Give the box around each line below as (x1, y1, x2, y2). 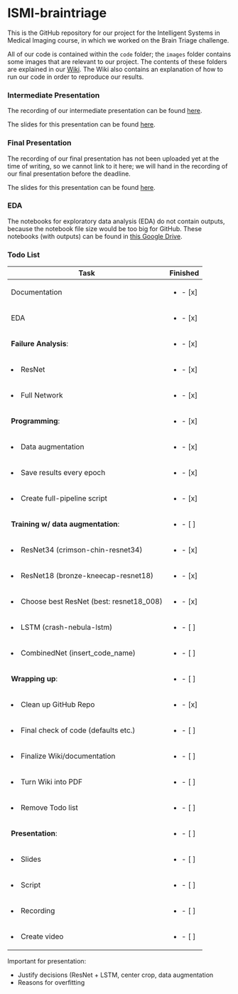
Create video (21, 931, 64, 941)
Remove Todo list (21, 803, 78, 813)
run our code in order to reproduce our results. (7, 73, 144, 81)
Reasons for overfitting (17, 978, 85, 987)
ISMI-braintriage (7, 5, 107, 21)
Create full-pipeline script (21, 493, 108, 503)
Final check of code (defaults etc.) (21, 725, 136, 735)
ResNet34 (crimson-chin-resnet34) (21, 545, 143, 555)
